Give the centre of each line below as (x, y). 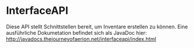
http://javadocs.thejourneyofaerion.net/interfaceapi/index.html (81, 39)
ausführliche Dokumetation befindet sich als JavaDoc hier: (77, 32)
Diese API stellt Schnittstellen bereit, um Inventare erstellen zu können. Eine (97, 27)
